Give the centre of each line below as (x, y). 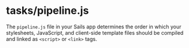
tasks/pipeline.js (48, 11)
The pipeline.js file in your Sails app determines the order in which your (94, 27)
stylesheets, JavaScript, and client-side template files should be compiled (95, 32)
